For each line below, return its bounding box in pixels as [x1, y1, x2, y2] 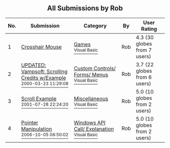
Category [83, 22, 107, 29]
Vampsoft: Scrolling [21, 68, 68, 75]
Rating [141, 25, 157, 32]
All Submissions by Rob [47, 4, 123, 13]
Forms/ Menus [73, 71, 109, 78]
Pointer [21, 119, 38, 126]
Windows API [73, 119, 106, 126]
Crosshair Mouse [21, 43, 62, 50]
